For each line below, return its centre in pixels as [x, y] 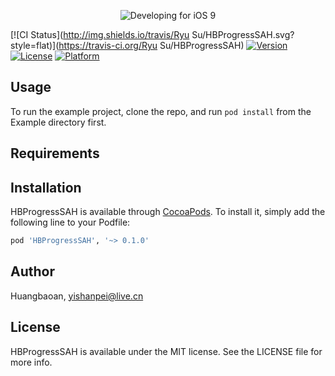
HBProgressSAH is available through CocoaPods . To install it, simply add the [168, 212]
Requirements [55, 153]
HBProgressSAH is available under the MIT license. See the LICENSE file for [166, 351]
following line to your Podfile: [70, 222]
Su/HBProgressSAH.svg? [243, 34]
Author [32, 271]
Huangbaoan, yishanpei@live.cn [77, 296]
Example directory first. [58, 122]
